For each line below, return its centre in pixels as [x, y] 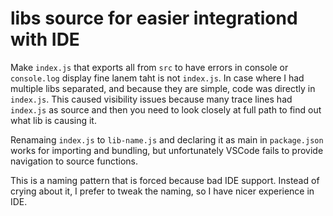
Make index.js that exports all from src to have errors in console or [149, 67]
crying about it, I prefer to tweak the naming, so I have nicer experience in [162, 191]
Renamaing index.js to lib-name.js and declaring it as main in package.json [167, 139]
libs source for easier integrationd [154, 18]
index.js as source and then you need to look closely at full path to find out [166, 109]
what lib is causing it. [53, 120]
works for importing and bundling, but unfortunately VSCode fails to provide [167, 150]
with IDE [45, 39]
